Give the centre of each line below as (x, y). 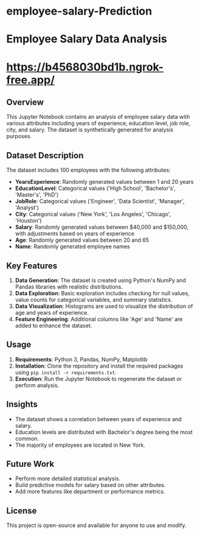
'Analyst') (27, 208)
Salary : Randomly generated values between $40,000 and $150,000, (102, 227)
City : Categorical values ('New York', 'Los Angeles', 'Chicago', (93, 214)
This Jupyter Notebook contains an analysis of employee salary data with (98, 117)
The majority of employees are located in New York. (80, 445)
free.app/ (30, 80)
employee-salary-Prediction (79, 11)
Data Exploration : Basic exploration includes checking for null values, (102, 293)
